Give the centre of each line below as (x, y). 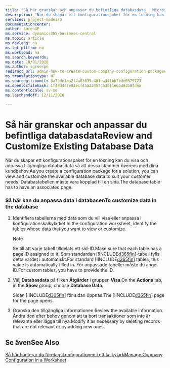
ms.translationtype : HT (30, 76)
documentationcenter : (28, 24)
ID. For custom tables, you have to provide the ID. (63, 270)
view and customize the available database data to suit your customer (78, 176)
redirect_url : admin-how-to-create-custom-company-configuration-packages (86, 72)
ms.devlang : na (21, 43)
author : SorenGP (22, 29)
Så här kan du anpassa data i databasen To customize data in (81, 200)
